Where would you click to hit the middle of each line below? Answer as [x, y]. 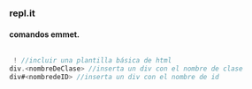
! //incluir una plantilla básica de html [92, 61]
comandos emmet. [45, 34]
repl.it [22, 13]
